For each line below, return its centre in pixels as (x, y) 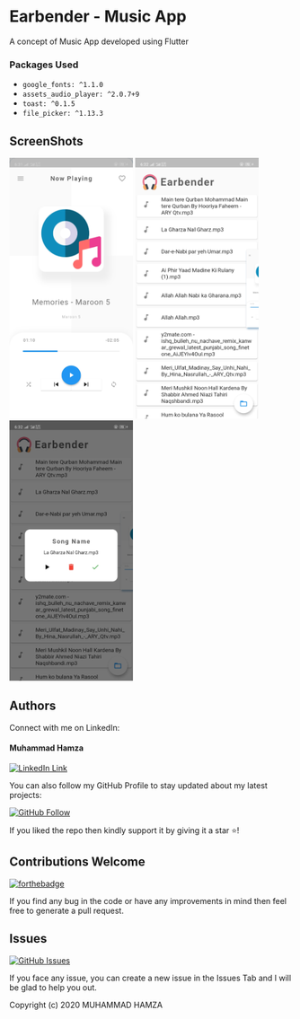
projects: (26, 795)
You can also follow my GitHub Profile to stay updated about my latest (138, 786)
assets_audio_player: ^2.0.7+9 (81, 95)
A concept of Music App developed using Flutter (99, 41)
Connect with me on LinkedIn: (65, 727)
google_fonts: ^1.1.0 (62, 85)
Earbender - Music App (98, 17)
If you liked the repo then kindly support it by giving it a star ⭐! (124, 830)
